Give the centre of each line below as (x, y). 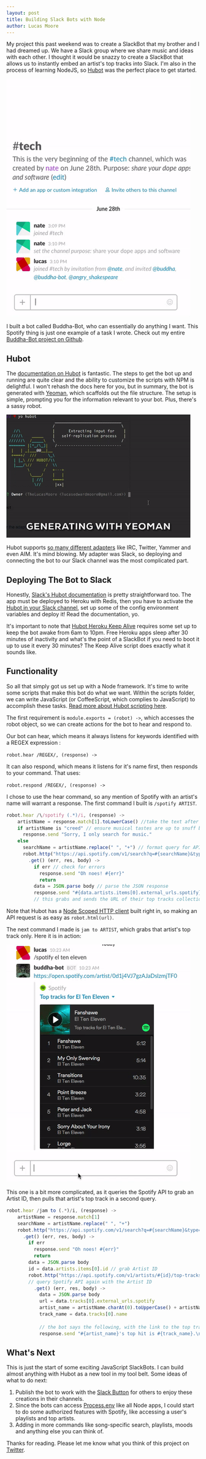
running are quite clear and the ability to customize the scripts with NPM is (101, 380)
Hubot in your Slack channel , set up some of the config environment (93, 608)
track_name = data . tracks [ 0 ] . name (83, 1314)
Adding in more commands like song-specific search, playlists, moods (104, 1425)
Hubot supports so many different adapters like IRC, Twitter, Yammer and (99, 548)
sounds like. (21, 652)
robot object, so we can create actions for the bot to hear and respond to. (99, 724)
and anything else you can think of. (59, 1431)
